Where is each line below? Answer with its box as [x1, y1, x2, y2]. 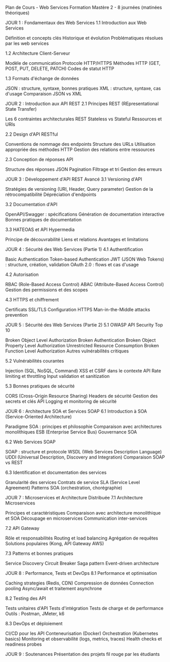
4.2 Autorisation [5, 271, 39, 277]
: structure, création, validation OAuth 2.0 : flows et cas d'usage [5, 262, 139, 267]
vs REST [5, 460, 23, 466]
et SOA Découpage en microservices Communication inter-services [5, 515, 148, 521]
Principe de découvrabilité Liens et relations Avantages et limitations [5, 237, 149, 242]
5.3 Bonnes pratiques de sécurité [5, 383, 75, 389]
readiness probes [5, 641, 42, 647]
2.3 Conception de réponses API [5, 157, 74, 162]
